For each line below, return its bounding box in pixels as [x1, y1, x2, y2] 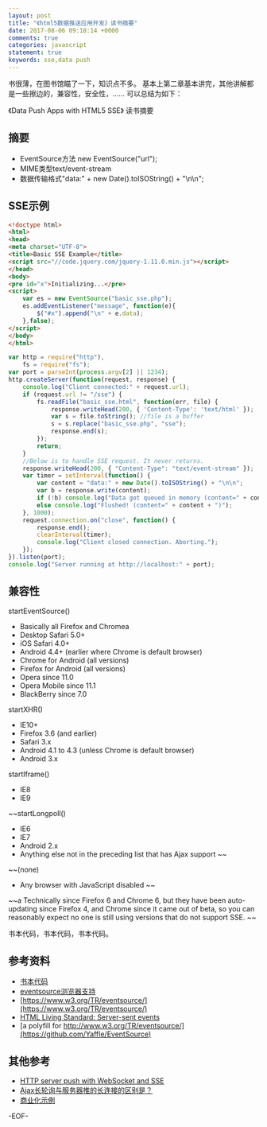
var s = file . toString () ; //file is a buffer [50, 413, 204, 421]
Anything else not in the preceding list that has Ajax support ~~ [19, 849, 227, 859]
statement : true [8, 49, 62, 56]
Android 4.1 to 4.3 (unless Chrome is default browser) [19, 745, 195, 755]
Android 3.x [19, 753, 58, 764]
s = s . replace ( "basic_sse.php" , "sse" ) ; [50, 420, 187, 428]
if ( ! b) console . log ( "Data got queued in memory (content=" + [37, 494, 247, 502]
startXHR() [8, 705, 44, 714]
